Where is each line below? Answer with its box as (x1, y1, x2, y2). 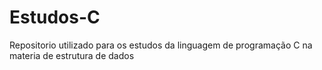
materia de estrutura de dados (9, 49, 135, 61)
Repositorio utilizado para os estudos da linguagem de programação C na (9, 39, 313, 51)
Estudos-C (9, 6, 101, 29)
